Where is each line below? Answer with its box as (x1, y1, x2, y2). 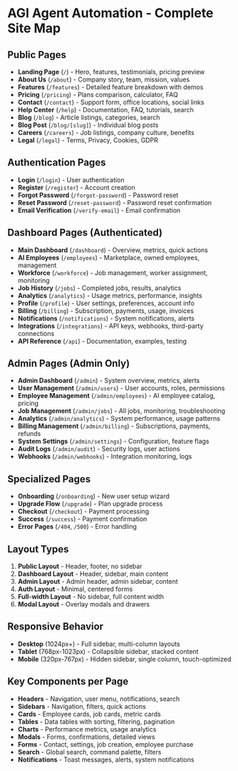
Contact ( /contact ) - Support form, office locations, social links (17, 98, 205, 106)
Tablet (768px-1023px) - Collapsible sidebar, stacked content (17, 647, 199, 655)
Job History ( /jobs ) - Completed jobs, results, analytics (17, 284, 182, 292)
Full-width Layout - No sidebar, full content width (17, 592, 165, 601)
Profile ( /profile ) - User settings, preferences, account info (17, 299, 195, 307)
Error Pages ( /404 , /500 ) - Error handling (17, 522, 138, 531)
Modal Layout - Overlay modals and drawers (17, 600, 150, 609)
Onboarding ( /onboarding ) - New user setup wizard (17, 492, 170, 501)
